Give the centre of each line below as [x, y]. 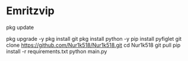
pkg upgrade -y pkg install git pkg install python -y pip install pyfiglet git [94, 38]
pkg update [20, 27]
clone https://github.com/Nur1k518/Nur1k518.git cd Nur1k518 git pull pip [93, 45]
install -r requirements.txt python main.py [57, 51]
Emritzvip [30, 11]
